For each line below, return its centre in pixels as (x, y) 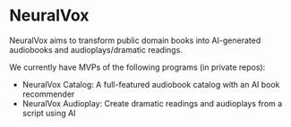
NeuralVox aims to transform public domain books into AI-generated (135, 40)
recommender (48, 94)
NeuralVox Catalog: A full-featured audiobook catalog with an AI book (151, 84)
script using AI (49, 113)
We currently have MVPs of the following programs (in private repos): (137, 67)
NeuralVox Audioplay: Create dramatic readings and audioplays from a (152, 103)
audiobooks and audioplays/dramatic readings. (96, 49)
